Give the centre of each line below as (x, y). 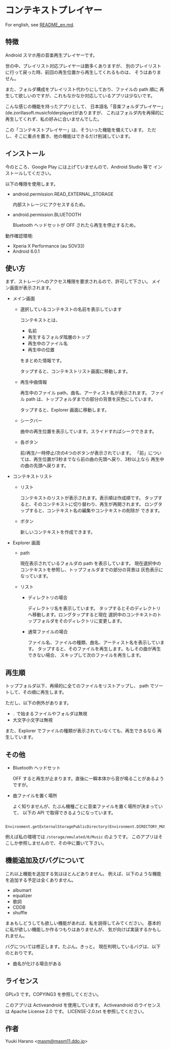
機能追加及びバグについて (45, 860)
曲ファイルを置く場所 (35, 796)
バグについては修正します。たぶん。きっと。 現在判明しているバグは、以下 (83, 946)
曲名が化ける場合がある (37, 963)
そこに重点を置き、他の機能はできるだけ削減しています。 (73, 136)
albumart (22, 890)
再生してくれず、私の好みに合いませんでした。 (54, 119)
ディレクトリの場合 (48, 597)
